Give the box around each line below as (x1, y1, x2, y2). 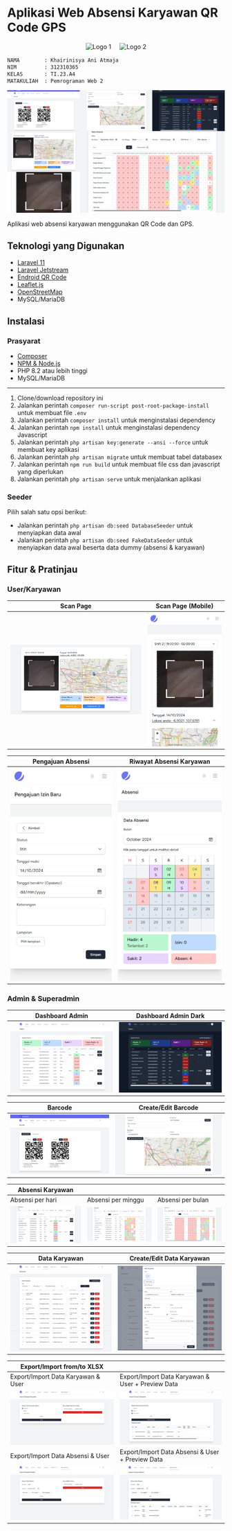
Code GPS (7, 19, 67, 35)
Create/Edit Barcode (138, 1103, 199, 1112)
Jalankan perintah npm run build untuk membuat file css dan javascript (17, 460, 220, 469)
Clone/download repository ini (17, 394, 104, 402)
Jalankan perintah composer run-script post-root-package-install (17, 401, 209, 410)
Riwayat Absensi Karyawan (129, 757, 211, 765)
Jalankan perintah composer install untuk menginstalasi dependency (17, 416, 216, 424)
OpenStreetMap (17, 288, 64, 296)
